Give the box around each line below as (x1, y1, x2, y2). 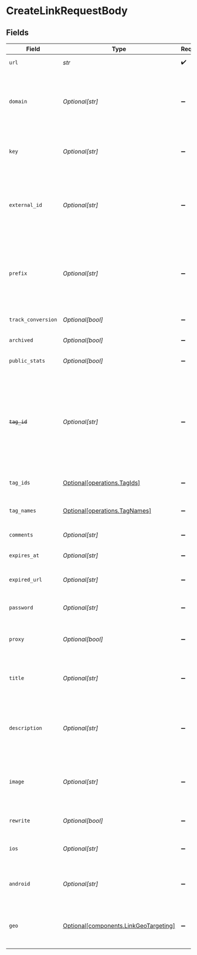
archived (9, 337, 33, 343)
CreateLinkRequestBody (6, 4, 128, 18)
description (9, 725, 43, 731)
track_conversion (9, 316, 57, 323)
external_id (9, 202, 43, 208)
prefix (9, 270, 28, 277)
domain (9, 98, 28, 105)
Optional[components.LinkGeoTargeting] (62, 922, 175, 930)
